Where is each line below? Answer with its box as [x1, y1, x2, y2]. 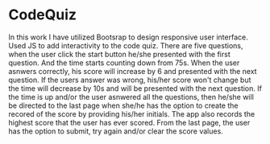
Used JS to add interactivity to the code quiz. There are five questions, [8, 40, 243, 50]
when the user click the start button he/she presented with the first [8, 49, 231, 59]
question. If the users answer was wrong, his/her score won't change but [8, 75, 251, 84]
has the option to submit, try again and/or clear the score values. [8, 126, 223, 136]
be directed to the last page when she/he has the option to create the [8, 101, 239, 110]
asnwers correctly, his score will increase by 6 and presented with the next [8, 66, 257, 76]
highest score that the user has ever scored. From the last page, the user [8, 117, 251, 127]
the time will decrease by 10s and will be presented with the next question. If [8, 83, 262, 93]
